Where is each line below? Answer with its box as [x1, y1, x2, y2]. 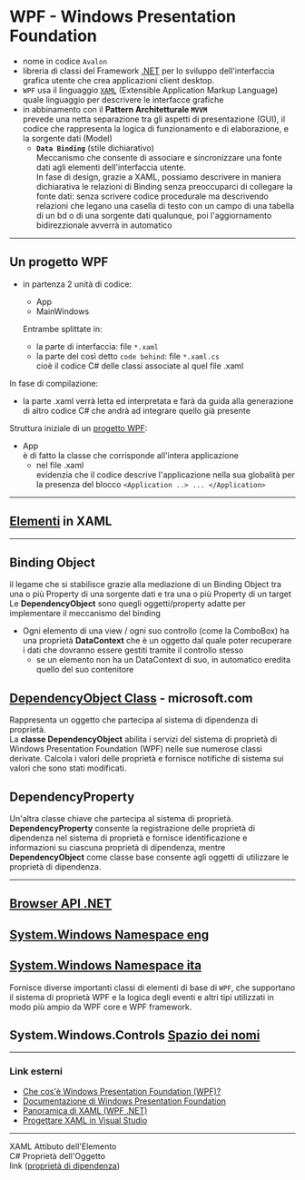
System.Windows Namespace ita [9, 958, 202, 973]
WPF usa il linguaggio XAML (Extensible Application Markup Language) [22, 84, 279, 95]
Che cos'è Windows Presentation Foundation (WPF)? [22, 1086, 221, 1096]
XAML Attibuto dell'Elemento [9, 1141, 117, 1152]
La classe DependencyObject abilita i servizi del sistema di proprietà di [9, 733, 278, 745]
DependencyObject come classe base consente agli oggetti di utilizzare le [9, 851, 289, 862]
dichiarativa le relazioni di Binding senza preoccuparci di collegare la [35, 181, 293, 192]
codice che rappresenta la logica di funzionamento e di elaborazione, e [22, 123, 289, 133]
